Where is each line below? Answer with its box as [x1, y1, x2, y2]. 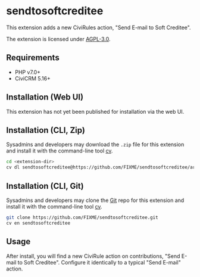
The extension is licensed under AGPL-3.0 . [6, 35, 111, 42]
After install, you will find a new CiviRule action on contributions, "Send [6, 252, 180, 260]
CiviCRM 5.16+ [14, 74, 51, 82]
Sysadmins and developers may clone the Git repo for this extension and [6, 197, 185, 204]
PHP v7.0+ [14, 69, 40, 76]
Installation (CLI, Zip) [6, 125, 85, 135]
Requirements [6, 52, 60, 63]
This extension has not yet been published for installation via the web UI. [6, 108, 185, 115]
